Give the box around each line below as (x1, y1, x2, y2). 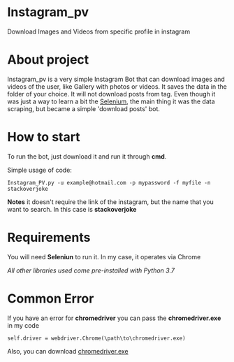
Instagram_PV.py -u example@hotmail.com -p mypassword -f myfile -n (7, 179, 211, 186)
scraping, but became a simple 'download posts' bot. (7, 104, 161, 113)
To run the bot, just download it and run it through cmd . (7, 152, 167, 161)
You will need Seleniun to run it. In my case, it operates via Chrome (7, 252, 201, 261)
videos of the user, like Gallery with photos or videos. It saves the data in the (7, 82, 227, 91)
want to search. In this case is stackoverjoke (7, 205, 137, 213)
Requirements (7, 230, 91, 245)
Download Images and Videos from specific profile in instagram (7, 27, 191, 36)
